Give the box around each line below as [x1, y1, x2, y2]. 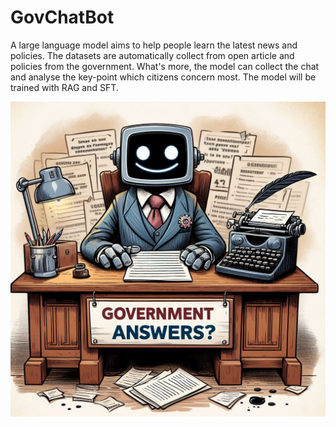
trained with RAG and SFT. [10, 81, 119, 93]
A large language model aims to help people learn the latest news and [10, 39, 298, 51]
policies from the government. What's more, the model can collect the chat [10, 60, 320, 72]
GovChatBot [10, 6, 115, 29]
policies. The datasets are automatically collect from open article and [10, 49, 295, 61]
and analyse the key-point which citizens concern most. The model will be [10, 71, 317, 83]
